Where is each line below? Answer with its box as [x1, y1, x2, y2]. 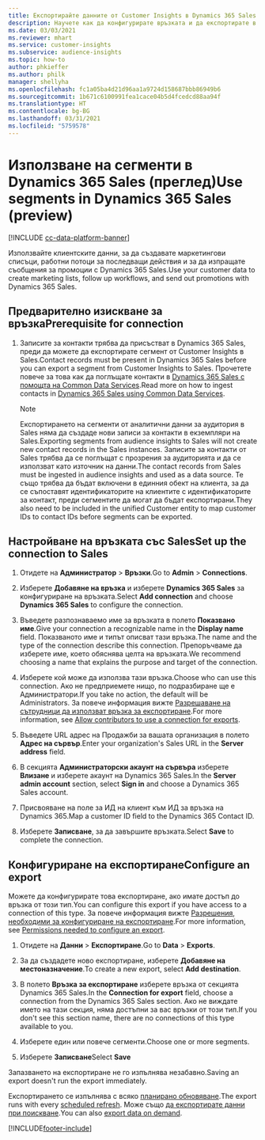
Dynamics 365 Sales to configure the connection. [19, 600, 184, 610]
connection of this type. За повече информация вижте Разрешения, [8, 908, 236, 918]
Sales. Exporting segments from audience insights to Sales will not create [19, 436, 258, 446]
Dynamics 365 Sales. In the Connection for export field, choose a [19, 988, 233, 997]
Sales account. [19, 788, 69, 797]
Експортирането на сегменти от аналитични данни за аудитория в [19, 419, 245, 428]
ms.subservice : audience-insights [8, 48, 123, 56]
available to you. [19, 1022, 74, 1032]
